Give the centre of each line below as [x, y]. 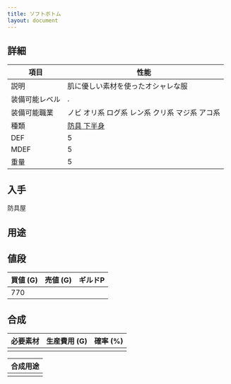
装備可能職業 [32, 112]
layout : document [33, 21]
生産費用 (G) [67, 342]
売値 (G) [58, 280]
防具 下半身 [86, 126]
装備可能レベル [36, 100]
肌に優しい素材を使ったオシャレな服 [128, 86]
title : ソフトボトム [34, 14]
